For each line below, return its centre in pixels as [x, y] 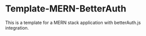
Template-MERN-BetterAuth [66, 9]
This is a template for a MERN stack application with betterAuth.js [73, 22]
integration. [17, 27]
